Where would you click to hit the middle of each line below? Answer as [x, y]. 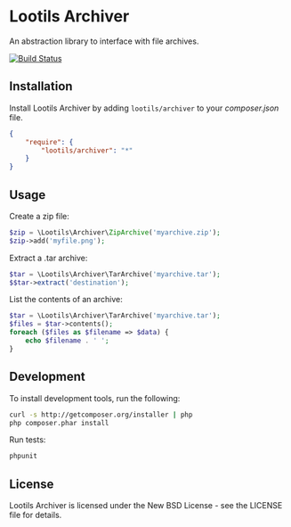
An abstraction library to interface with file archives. [104, 41]
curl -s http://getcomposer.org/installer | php [101, 415]
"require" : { [49, 142]
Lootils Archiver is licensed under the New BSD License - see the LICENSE [146, 506]
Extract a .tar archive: [48, 258]
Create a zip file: [39, 216]
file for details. [36, 515]
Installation [41, 86]
